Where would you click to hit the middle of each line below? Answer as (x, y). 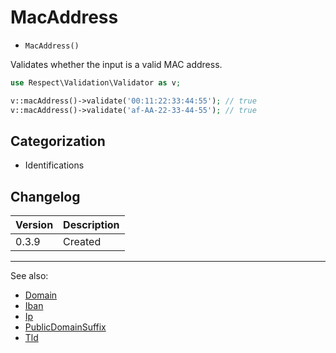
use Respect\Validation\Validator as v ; (96, 82)
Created (82, 242)
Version (34, 225)
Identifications (54, 165)
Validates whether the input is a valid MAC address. (116, 64)
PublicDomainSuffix (65, 327)
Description (91, 225)
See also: (29, 276)
